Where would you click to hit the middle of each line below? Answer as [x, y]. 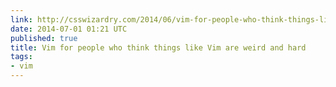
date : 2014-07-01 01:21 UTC [69, 29]
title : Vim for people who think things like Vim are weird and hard [158, 47]
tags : [21, 57]
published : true [44, 38]
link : [21, 19]
